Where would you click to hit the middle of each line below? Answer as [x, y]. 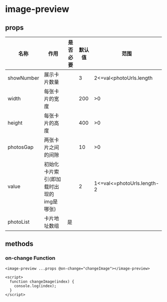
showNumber [23, 78]
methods [19, 244]
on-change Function [30, 258]
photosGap [21, 147]
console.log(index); [35, 286]
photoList [19, 222]
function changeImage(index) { [42, 282]
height [15, 123]
